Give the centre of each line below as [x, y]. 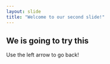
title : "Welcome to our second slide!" [56, 17]
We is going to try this [48, 41]
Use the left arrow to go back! [43, 55]
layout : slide [24, 11]
